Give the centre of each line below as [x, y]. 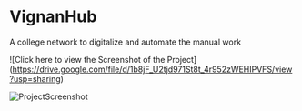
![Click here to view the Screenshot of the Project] [103, 59]
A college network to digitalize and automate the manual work [126, 42]
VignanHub [53, 17]
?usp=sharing [35, 78]
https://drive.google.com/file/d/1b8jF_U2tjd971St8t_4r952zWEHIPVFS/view [152, 69]
